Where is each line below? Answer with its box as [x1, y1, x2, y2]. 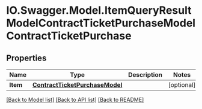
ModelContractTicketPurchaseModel [6, 16, 196, 30]
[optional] [168, 81, 196, 89]
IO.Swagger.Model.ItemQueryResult [6, 4, 192, 17]
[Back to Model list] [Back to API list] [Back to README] [6, 96, 144, 103]
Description [128, 71, 162, 78]
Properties [6, 53, 47, 63]
